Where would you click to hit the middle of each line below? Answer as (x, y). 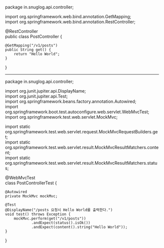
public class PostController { (34, 37)
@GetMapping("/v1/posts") (31, 46)
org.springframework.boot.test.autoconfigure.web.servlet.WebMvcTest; (77, 112)
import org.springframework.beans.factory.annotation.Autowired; (71, 101)
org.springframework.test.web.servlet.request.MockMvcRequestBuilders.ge (82, 132)
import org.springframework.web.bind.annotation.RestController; (70, 22)
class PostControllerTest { (31, 183)
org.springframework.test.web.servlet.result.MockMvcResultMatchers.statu (81, 163)
